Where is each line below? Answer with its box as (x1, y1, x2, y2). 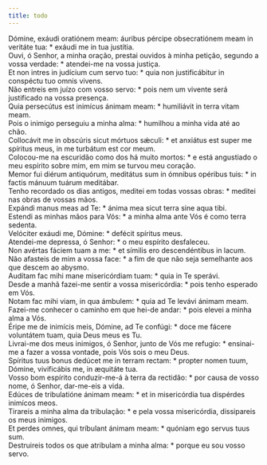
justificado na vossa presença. (8, 93, 109, 102)
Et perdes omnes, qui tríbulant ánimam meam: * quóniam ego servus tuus (8, 424, 250, 433)
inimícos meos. (8, 398, 58, 408)
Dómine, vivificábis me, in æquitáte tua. (8, 364, 138, 373)
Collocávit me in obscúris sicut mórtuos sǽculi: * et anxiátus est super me (8, 135, 253, 144)
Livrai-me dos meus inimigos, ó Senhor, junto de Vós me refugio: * (8, 338, 227, 348)
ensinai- (228, 338, 255, 348)
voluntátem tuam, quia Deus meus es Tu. (8, 330, 142, 340)
